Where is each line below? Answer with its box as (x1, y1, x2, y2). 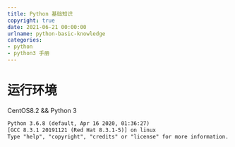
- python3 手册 (7, 50, 50, 57)
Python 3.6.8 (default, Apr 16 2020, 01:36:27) (7, 119, 150, 127)
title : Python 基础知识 (7, 10, 73, 18)
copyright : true (7, 17, 55, 24)
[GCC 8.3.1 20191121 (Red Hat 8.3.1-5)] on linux (7, 127, 157, 134)
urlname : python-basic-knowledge (7, 30, 106, 37)
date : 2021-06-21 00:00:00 (7, 23, 87, 30)
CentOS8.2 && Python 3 (7, 106, 77, 114)
